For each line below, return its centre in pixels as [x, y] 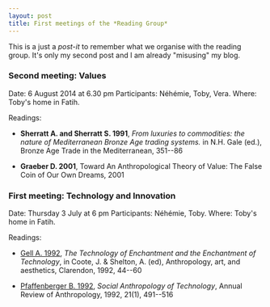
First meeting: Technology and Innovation [92, 196]
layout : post [30, 16]
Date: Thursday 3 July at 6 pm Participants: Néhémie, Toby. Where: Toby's [133, 213]
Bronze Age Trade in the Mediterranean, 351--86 [101, 150]
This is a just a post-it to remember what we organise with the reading [125, 46]
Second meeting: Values [57, 76]
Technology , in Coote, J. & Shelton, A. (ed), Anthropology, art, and [130, 262]
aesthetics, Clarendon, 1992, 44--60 [81, 271]
